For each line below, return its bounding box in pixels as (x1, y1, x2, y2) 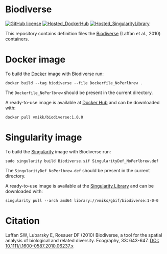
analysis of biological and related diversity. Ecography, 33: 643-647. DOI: (5, 237, 159, 243)
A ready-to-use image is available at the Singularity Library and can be (5, 182, 154, 189)
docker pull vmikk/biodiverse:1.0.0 (5, 114, 83, 120)
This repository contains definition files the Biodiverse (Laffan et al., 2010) (5, 30, 161, 36)
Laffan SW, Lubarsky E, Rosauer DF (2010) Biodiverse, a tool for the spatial (5, 232, 162, 238)
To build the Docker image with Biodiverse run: (5, 71, 104, 77)
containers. (5, 36, 29, 42)
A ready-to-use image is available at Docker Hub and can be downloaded (5, 99, 160, 105)
